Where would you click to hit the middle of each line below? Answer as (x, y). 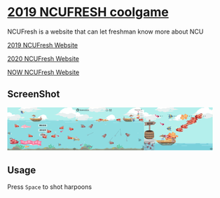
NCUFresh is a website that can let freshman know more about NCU (105, 31)
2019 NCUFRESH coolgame (88, 12)
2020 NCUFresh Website (43, 58)
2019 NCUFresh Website (43, 45)
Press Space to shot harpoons (50, 187)
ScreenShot (34, 94)
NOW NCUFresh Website (43, 72)
